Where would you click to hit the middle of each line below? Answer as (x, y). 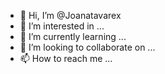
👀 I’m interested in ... (62, 26)
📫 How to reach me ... (66, 58)
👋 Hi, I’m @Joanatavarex (70, 15)
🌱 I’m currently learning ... (73, 36)
